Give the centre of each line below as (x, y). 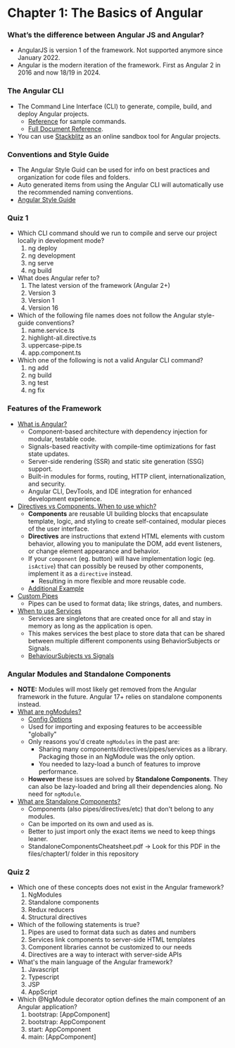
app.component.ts (55, 353)
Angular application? (47, 1007)
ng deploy (43, 248)
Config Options (50, 719)
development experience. (65, 498)
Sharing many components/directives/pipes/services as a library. (133, 749)
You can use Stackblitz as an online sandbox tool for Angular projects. (119, 136)
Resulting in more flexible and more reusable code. (112, 581)
